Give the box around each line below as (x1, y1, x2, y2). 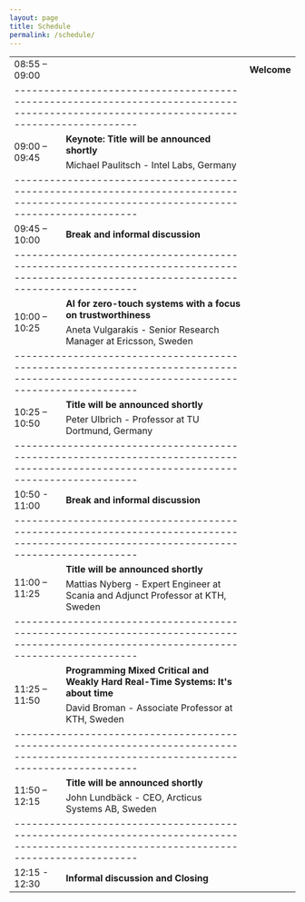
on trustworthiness (65, 309, 152, 322)
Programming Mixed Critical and (65, 664, 209, 677)
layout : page (9, 13, 59, 23)
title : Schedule (9, 22, 71, 31)
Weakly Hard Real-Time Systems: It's (65, 676, 233, 689)
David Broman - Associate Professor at (65, 701, 233, 714)
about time (65, 687, 113, 699)
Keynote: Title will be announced (65, 133, 212, 145)
